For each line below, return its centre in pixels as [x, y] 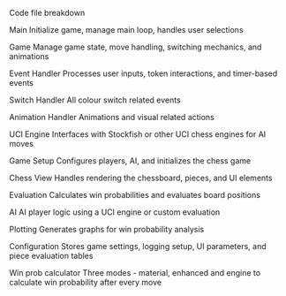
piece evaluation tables [51, 256]
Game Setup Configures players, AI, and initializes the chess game [130, 161]
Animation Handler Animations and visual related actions [112, 117]
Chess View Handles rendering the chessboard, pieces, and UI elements [141, 178]
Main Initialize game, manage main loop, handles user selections [127, 30]
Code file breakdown [47, 13]
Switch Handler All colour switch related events [95, 100]
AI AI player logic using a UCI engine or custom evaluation [115, 212]
